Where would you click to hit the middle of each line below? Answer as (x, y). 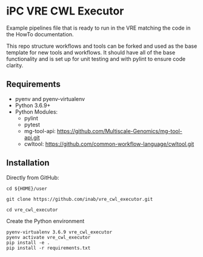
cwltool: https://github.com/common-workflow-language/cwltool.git (109, 144)
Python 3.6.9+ (33, 105)
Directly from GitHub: (33, 177)
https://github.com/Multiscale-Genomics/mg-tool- (120, 131)
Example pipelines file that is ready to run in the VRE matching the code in (98, 28)
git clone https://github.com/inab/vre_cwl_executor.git (80, 199)
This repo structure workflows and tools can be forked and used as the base (102, 46)
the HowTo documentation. (40, 34)
